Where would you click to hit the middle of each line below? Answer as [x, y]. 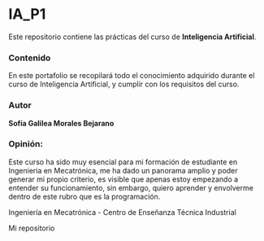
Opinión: [26, 144]
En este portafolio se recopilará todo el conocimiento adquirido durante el [132, 76]
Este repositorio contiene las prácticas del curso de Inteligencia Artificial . [132, 37]
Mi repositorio [32, 228]
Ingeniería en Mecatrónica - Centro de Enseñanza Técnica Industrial [123, 212]
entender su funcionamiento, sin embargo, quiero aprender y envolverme [131, 187]
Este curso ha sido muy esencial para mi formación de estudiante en [123, 162]
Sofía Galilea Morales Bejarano [61, 123]
